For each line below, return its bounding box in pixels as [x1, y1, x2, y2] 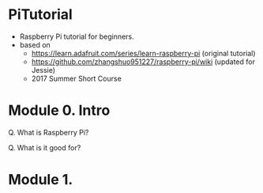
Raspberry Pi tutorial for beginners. [19, 32, 134, 41]
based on [19, 40, 51, 49]
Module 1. [8, 171, 73, 189]
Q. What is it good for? [8, 142, 81, 152]
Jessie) [31, 65, 56, 74]
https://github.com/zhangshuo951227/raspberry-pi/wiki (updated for [31, 57, 255, 66]
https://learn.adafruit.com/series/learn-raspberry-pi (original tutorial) [31, 48, 256, 58]
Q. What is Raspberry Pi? [8, 127, 89, 137]
